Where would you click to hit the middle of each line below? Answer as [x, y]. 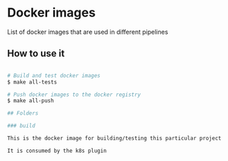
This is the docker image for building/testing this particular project [114, 138]
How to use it [36, 54]
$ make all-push [30, 101]
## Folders [23, 113]
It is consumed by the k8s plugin [57, 151]
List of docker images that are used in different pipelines [88, 32]
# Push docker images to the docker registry [74, 95]
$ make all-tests [32, 82]
